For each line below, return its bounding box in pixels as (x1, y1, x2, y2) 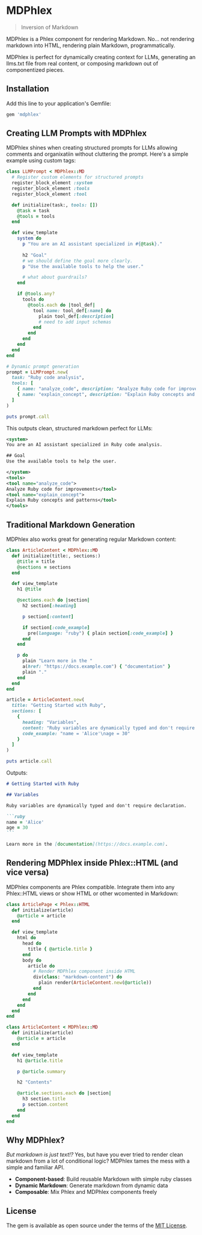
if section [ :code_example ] (22, 624, 90, 631)
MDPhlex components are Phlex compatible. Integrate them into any (6, 883, 175, 890)
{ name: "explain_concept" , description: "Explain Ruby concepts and (17, 392, 195, 398)
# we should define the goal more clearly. (22, 258, 133, 264)
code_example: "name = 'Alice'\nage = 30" (22, 730, 130, 736)
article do (28, 963, 55, 969)
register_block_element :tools (11, 185, 90, 192)
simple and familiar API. (6, 1164, 65, 1171)
